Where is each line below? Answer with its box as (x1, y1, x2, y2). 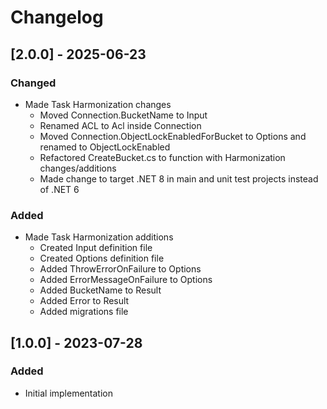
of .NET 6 (39, 183, 80, 195)
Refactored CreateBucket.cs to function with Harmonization (39, 151, 286, 163)
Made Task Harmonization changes (24, 98, 172, 110)
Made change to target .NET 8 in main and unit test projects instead (39, 172, 319, 185)
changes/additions (39, 162, 117, 174)
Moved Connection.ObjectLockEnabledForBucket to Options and (39, 130, 307, 142)
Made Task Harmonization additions (24, 231, 174, 243)
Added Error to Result (39, 295, 130, 307)
